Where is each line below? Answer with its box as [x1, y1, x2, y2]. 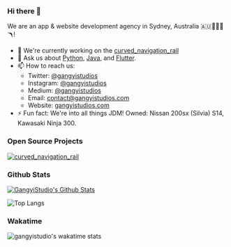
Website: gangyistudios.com [27, 101, 110, 110]
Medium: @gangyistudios [27, 86, 101, 95]
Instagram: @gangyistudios [27, 79, 107, 88]
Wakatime [7, 216, 43, 225]
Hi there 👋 [7, 6, 42, 16]
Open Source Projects [7, 136, 83, 146]
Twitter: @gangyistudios [27, 72, 98, 80]
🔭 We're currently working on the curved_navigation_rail [17, 47, 179, 55]
